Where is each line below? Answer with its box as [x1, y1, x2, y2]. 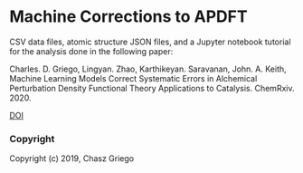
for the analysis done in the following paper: [9, 45, 174, 56]
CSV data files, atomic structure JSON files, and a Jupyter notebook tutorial [9, 36, 291, 47]
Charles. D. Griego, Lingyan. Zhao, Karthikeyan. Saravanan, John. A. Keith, [9, 63, 287, 74]
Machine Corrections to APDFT [9, 6, 248, 27]
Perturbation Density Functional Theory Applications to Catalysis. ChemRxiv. [9, 82, 295, 93]
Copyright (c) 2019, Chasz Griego [9, 153, 134, 164]
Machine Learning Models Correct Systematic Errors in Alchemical [9, 72, 258, 83]
